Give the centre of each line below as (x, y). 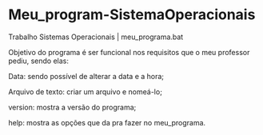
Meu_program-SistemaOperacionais (132, 15)
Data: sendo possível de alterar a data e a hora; (86, 76)
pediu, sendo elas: (39, 61)
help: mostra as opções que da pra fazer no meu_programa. (107, 122)
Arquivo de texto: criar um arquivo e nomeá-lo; (85, 91)
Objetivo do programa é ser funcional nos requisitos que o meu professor (129, 52)
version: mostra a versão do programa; (72, 107)
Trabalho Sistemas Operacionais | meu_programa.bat (96, 37)
